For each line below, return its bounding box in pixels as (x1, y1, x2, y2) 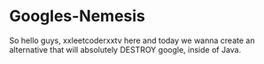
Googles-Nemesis (9, 6, 146, 26)
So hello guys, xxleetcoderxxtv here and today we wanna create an (9, 35, 255, 46)
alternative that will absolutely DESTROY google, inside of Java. (9, 44, 242, 54)
